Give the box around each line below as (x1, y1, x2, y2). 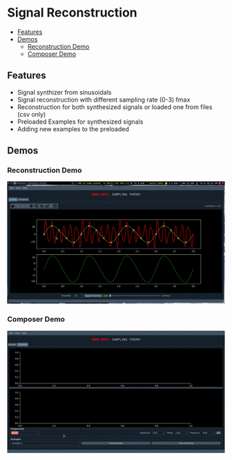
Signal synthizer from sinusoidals (17, 88, 112, 96)
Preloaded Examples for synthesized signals (17, 117, 144, 126)
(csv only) (17, 110, 46, 118)
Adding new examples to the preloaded (17, 124, 130, 133)
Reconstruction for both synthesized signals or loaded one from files (17, 102, 213, 111)
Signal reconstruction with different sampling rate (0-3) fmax (17, 95, 191, 104)
